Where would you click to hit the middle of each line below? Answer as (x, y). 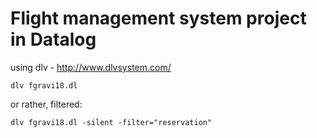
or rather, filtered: (46, 104)
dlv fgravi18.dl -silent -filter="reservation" (111, 122)
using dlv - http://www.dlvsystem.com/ (91, 67)
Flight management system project (158, 18)
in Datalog (53, 39)
